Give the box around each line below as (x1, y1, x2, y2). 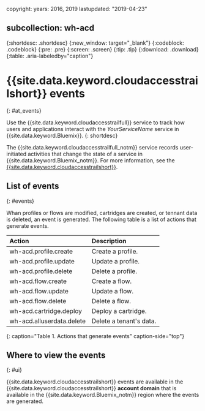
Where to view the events (6, 350, 106, 360)
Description (91, 236, 127, 245)
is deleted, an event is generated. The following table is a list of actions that (6, 216, 197, 223)
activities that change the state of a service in (28, 150, 143, 157)
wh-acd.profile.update (9, 257, 75, 265)
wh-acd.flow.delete (9, 296, 67, 305)
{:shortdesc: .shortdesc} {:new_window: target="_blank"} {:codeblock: (6, 39, 185, 47)
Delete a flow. (91, 296, 132, 305)
